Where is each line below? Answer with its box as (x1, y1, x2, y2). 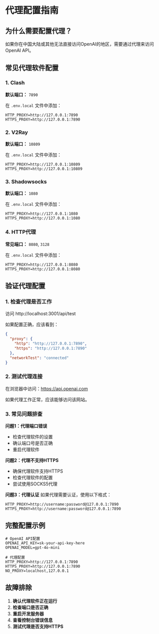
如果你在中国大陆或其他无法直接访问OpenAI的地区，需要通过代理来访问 (5, 41, 154, 47)
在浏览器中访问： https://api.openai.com (5, 385, 88, 392)
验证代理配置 (5, 281, 46, 290)
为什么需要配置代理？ (5, 26, 72, 35)
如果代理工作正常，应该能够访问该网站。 (5, 396, 90, 402)
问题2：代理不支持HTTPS (5, 457, 59, 463)
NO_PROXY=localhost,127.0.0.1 (5, 568, 69, 573)
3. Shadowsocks (5, 178, 47, 185)
